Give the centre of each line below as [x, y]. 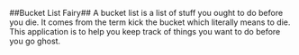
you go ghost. [35, 41]
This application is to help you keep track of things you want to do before [145, 31]
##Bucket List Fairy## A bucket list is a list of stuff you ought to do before [146, 13]
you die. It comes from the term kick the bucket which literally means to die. [150, 22]
